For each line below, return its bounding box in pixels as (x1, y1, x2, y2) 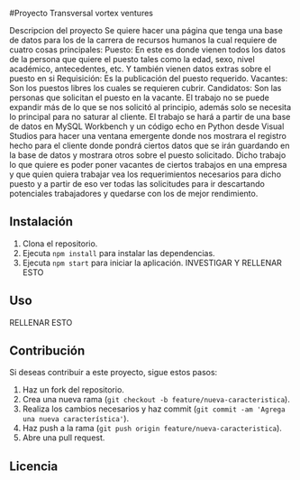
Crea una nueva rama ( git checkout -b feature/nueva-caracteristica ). (22, 394, 290, 405)
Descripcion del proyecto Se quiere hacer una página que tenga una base (9, 25, 284, 35)
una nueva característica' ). (22, 413, 129, 424)
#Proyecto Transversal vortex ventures (9, 8, 153, 18)
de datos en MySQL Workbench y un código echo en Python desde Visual (9, 121, 285, 132)
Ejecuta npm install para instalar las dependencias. (22, 247, 215, 258)
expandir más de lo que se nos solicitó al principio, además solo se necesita (9, 102, 291, 112)
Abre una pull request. (22, 432, 105, 443)
